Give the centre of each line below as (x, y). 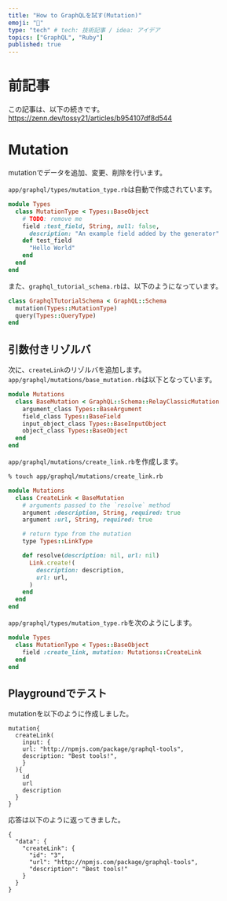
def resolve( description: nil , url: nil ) (91, 556)
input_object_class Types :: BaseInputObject (95, 424)
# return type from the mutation (77, 534)
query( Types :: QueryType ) (56, 315)
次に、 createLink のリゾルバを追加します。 (77, 370)
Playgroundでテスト (58, 693)
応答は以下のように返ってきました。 (66, 820)
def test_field (47, 241)
